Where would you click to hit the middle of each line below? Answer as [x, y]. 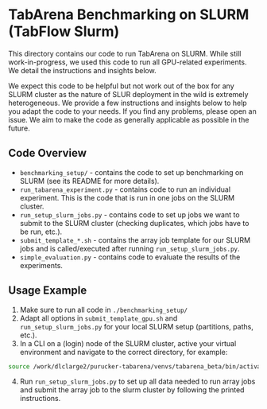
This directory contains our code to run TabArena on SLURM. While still [125, 53]
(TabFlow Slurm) [64, 31]
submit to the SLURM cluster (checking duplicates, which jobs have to [134, 223]
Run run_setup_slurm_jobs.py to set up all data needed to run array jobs [137, 382]
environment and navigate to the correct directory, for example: [124, 352]
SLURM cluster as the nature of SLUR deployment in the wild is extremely [128, 94]
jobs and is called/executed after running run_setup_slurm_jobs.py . [130, 248]
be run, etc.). [41, 232]
